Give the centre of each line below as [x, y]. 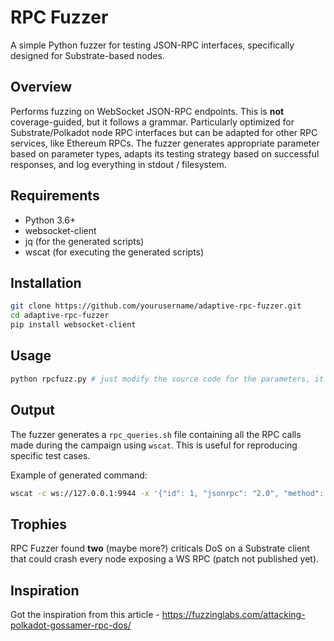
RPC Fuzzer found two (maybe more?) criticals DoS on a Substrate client [160, 548]
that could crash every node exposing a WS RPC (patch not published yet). [165, 559]
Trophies [39, 524]
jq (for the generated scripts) [84, 241]
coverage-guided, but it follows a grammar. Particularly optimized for [152, 122]
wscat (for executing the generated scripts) [114, 252]
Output [32, 410]
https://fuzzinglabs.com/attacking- [233, 614]
